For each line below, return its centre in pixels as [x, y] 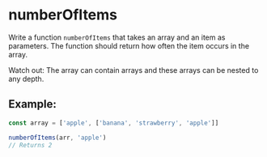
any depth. [26, 78]
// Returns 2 [30, 145]
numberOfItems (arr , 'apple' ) [57, 138]
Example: [32, 104]
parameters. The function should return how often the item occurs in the [129, 45]
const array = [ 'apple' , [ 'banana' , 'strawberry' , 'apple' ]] [114, 123]
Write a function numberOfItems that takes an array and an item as [117, 37]
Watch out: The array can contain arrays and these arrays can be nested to [133, 70]
